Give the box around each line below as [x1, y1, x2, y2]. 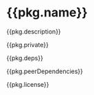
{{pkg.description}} [6, 27, 61, 36]
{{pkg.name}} [6, 5, 88, 21]
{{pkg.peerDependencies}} [6, 67, 84, 75]
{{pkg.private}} [6, 40, 49, 49]
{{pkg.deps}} [6, 53, 44, 62]
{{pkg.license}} [6, 80, 49, 88]
